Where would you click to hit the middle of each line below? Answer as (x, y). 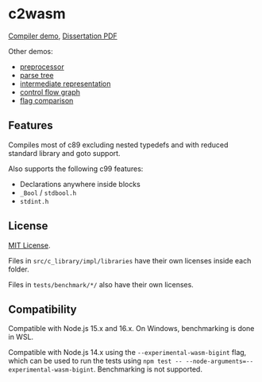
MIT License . (29, 245)
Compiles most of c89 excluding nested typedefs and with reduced (118, 145)
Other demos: (31, 51)
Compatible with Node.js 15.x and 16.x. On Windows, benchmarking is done (131, 329)
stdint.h (34, 201)
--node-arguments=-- (220, 362)
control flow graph (50, 92)
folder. (19, 269)
